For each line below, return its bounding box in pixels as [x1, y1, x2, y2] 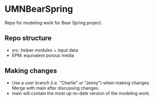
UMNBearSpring [4, 3, 74, 15]
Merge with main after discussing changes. [11, 85, 100, 91]
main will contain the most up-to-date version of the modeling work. [11, 90, 151, 96]
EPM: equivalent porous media [11, 52, 75, 58]
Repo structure [4, 34, 52, 42]
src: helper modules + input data [11, 47, 78, 53]
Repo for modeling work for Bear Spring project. [4, 20, 103, 26]
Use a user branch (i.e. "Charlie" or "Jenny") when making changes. [11, 80, 151, 86]
